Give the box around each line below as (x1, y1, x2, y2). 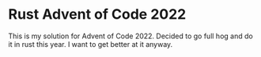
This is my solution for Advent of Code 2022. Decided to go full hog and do (8, 31, 253, 41)
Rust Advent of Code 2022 (8, 5, 187, 23)
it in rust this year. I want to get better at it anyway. (8, 39, 173, 48)
